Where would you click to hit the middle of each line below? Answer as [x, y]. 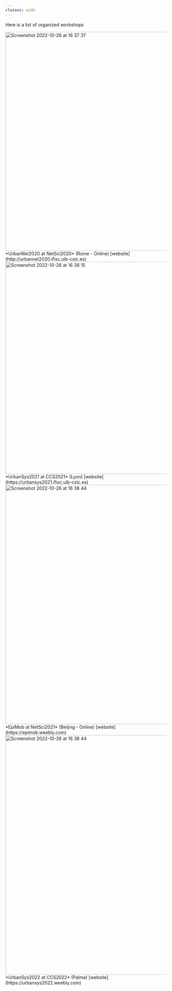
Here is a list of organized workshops [45, 25]
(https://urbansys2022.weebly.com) [43, 983]
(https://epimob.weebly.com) [36, 732]
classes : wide [20, 10]
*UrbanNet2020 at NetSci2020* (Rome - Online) [57, 254]
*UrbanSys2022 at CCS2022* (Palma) [47, 977]
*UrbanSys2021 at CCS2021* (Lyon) [44, 476]
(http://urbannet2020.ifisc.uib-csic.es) [46, 259]
